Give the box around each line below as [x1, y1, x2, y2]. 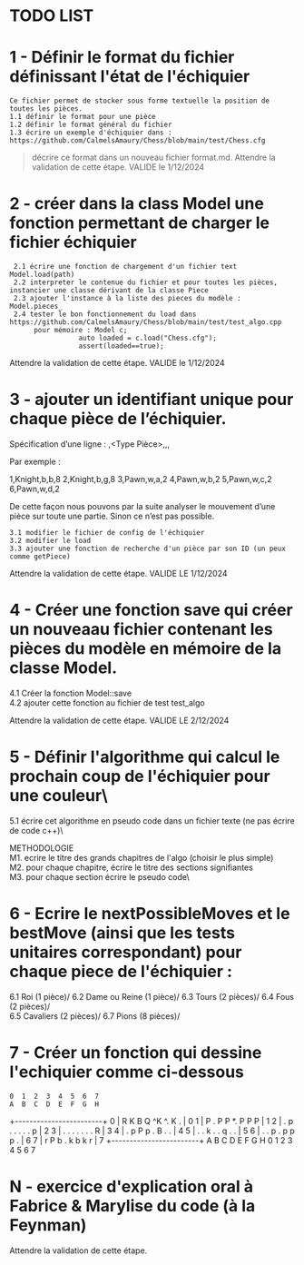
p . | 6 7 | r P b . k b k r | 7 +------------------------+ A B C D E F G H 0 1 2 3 [9, 1134, 293, 1145]
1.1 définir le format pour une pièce [9, 113, 156, 122]
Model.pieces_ [9, 301, 64, 311]
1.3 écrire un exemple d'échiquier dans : [9, 128, 172, 137]
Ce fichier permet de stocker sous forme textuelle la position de [9, 96, 270, 105]
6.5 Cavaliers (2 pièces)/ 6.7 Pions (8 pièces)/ [9, 1010, 181, 1022]
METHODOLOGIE [9, 842, 74, 854]
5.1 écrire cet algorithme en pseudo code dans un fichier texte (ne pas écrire [9, 815, 295, 826]
